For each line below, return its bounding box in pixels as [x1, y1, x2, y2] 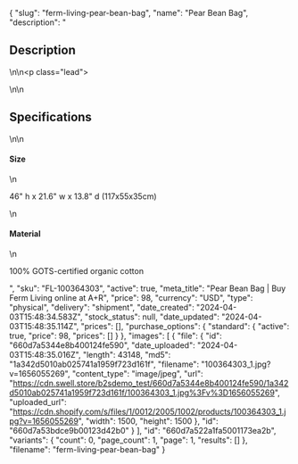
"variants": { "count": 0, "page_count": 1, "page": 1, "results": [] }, [9, 435, 248, 445]
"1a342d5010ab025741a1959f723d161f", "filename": [9, 359, 199, 369]
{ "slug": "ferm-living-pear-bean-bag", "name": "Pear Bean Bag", [9, 8, 249, 18]
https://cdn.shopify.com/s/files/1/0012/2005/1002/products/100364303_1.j [12, 406, 286, 418]
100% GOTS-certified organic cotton [9, 266, 145, 277]
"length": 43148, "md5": [82, 350, 171, 360]
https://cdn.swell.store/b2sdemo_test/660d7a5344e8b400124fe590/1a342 [12, 378, 289, 389]
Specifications [9, 110, 92, 125]
